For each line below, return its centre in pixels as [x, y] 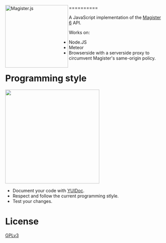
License [22, 222]
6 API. [75, 23]
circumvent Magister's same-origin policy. [112, 58]
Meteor [76, 47]
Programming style [46, 78]
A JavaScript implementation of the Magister [115, 17]
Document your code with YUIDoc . [48, 190]
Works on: [79, 32]
